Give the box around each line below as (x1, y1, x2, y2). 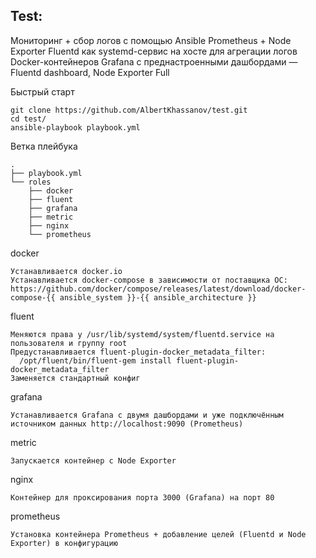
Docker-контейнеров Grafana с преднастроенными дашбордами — (10, 55, 298, 68)
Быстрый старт (10, 85, 75, 98)
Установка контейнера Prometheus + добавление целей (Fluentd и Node (10, 529, 307, 539)
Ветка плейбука (10, 140, 78, 152)
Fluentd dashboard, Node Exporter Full (10, 66, 170, 78)
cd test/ (10, 114, 47, 124)
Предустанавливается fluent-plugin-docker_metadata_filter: (10, 347, 267, 357)
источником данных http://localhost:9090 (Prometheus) (10, 419, 244, 429)
